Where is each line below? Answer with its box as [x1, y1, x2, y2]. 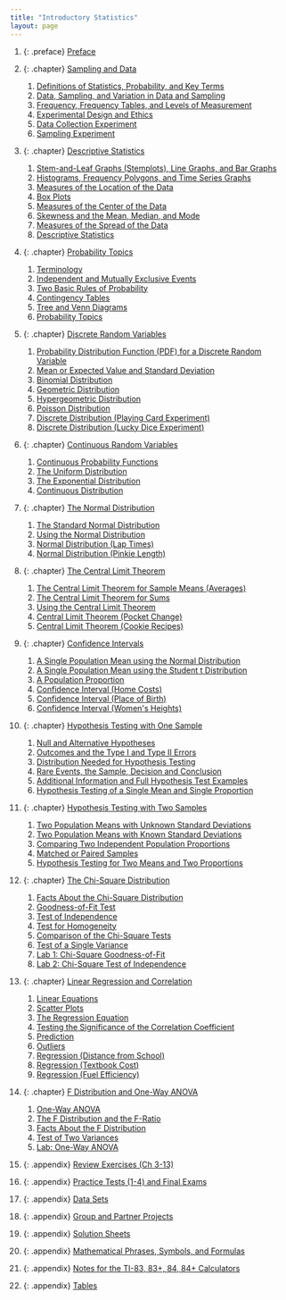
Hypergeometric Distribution [36, 393, 142, 404]
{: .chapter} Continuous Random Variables [22, 439, 178, 449]
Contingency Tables [36, 292, 110, 303]
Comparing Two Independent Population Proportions [36, 838, 231, 849]
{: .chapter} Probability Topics [22, 247, 134, 257]
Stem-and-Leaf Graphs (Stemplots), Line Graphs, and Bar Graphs [36, 163, 277, 173]
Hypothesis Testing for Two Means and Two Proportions [36, 857, 243, 868]
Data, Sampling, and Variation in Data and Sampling [36, 90, 225, 101]
